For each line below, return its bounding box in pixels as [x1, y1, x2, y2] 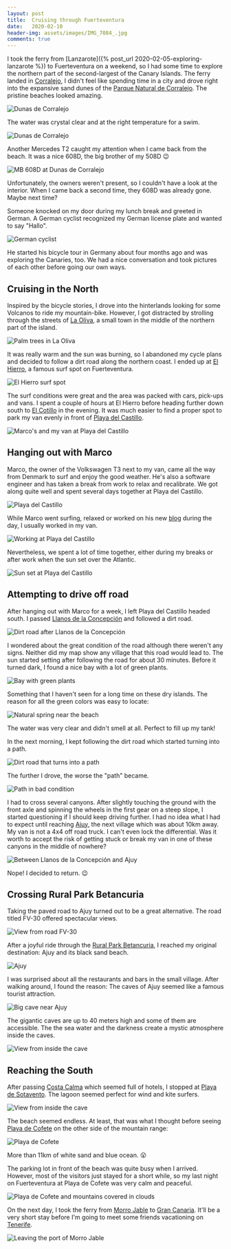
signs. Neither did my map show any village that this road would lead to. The [7, 648, 223, 656]
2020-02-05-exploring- [135, 55, 203, 63]
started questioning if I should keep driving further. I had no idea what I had [7, 812, 221, 821]
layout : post [7, 10, 45, 17]
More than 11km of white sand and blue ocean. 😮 [7, 1151, 146, 1159]
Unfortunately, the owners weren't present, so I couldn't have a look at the [7, 179, 218, 187]
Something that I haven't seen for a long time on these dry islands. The [7, 689, 208, 698]
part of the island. [7, 323, 57, 331]
